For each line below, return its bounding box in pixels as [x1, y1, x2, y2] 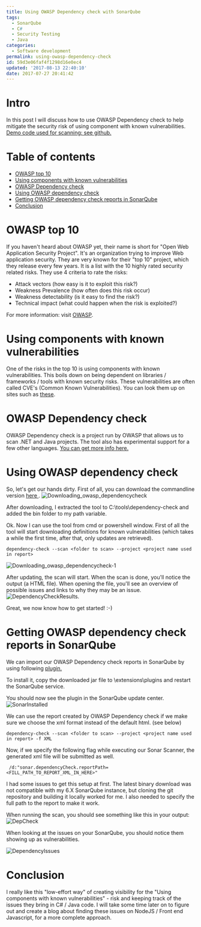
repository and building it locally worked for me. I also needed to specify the [6, 793, 195, 800]
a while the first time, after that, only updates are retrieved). [6, 534, 154, 542]
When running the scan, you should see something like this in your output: [6, 811, 190, 818]
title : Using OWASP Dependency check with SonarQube [6, 8, 141, 15]
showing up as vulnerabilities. [6, 835, 80, 843]
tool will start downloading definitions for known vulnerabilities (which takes [6, 528, 194, 535]
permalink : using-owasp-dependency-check [6, 54, 112, 60]
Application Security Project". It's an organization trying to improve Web [6, 249, 184, 257]
